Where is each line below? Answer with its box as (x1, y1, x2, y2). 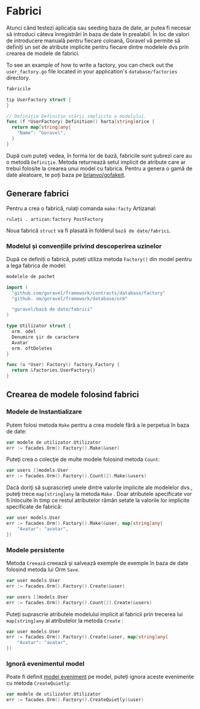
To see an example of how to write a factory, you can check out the (6, 61, 173, 69)
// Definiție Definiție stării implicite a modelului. (6, 113, 147, 119)
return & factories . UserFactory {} (11, 367, 96, 374)
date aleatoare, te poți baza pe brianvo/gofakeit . (6, 171, 126, 178)
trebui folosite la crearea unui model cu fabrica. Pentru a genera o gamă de (6, 164, 193, 172)
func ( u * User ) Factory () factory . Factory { (6, 362, 120, 368)
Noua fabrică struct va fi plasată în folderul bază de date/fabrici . (6, 227, 171, 234)
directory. (6, 74, 30, 81)
